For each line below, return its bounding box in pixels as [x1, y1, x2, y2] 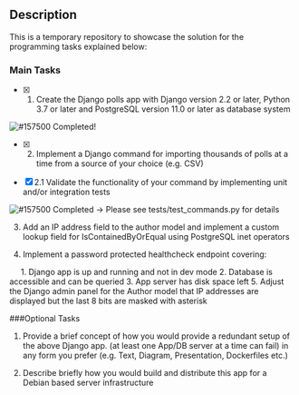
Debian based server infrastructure [22, 377, 154, 389]
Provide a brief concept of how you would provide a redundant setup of [22, 331, 291, 341]
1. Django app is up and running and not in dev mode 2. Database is [21, 267, 274, 278]
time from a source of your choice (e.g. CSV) [35, 158, 204, 169]
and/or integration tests [22, 186, 111, 198]
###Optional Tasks [9, 313, 81, 324]
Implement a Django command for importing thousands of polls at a [35, 149, 288, 160]
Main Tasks [9, 64, 62, 76]
